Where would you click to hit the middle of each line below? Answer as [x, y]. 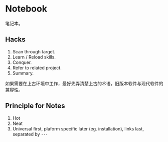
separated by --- [30, 134]
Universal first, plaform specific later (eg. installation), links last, [78, 128]
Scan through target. [34, 51]
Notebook [26, 9]
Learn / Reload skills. [34, 57]
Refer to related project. [37, 67]
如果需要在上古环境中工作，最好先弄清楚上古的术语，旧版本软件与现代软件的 [84, 83]
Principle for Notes [35, 106]
